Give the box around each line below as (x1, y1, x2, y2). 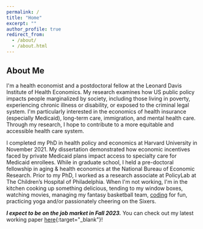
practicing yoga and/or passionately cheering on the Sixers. (6, 197, 157, 205)
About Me (6, 65, 45, 76)
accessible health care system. (6, 127, 84, 134)
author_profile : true (6, 26, 62, 32)
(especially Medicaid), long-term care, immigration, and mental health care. (6, 114, 196, 122)
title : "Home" (6, 15, 43, 21)
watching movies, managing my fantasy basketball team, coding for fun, (6, 191, 188, 198)
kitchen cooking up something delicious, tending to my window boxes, (6, 184, 183, 192)
